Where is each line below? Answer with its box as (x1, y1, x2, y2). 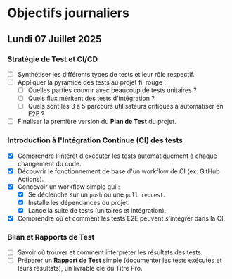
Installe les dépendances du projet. (27, 198, 130, 206)
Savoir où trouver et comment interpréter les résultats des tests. (17, 248, 203, 256)
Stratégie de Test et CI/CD (7, 54, 98, 64)
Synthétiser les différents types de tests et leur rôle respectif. (17, 70, 195, 78)
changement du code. (17, 159, 82, 168)
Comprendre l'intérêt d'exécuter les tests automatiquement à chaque (17, 151, 217, 160)
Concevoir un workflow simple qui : (17, 182, 120, 191)
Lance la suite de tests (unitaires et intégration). (27, 206, 167, 214)
